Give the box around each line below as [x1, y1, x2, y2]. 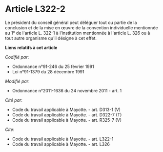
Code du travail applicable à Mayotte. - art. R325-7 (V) [12, 117, 122, 123]
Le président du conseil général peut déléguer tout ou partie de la [5, 20, 137, 25]
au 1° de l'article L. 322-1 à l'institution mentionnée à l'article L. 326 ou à [5, 30, 150, 36]
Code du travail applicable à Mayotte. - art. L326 [12, 141, 110, 147]
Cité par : [5, 97, 23, 103]
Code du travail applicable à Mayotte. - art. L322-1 [12, 136, 114, 142]
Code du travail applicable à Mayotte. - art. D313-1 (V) [12, 107, 121, 112]
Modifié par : [5, 78, 30, 84]
